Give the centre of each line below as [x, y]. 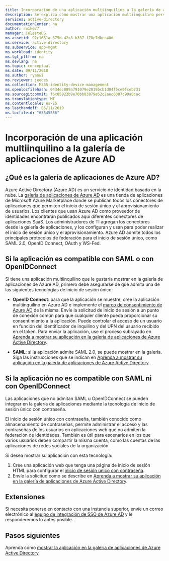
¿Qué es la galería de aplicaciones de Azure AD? [82, 177]
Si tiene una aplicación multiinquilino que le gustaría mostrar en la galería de [84, 279]
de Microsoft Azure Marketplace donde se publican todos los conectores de [84, 200]
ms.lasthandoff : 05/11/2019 [35, 108]
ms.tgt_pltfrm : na [24, 57]
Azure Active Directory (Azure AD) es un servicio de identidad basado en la [83, 190]
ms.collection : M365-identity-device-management [57, 85]
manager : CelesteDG [26, 33]
